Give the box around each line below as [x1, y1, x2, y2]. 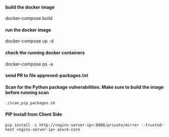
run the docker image [5, 27, 52, 33]
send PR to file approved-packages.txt [5, 72, 89, 78]
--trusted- [141, 122, 164, 127]
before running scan [5, 89, 49, 96]
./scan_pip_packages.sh [5, 101, 56, 106]
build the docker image [5, 4, 55, 10]
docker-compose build [5, 15, 53, 21]
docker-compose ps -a [5, 61, 53, 67]
